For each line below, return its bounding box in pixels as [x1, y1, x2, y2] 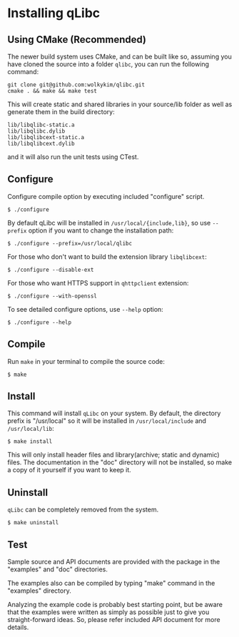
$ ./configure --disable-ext [7, 266, 94, 273]
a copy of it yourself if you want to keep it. [7, 466, 132, 474]
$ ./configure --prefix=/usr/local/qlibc [7, 240, 133, 247]
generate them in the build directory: [7, 108, 116, 116]
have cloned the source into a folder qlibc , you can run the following [7, 60, 209, 68]
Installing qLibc [7, 5, 101, 21]
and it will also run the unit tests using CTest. [7, 153, 139, 161]
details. [7, 623, 29, 632]
